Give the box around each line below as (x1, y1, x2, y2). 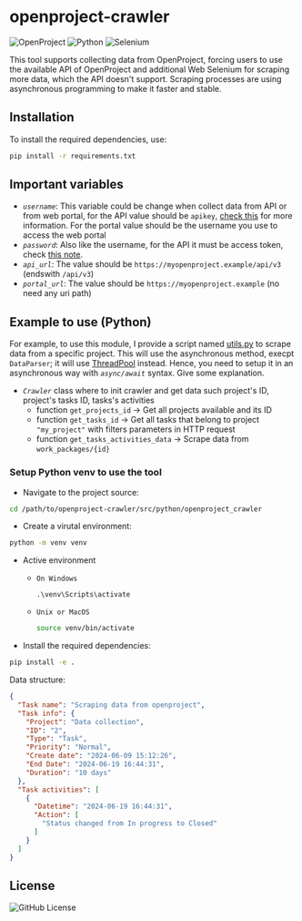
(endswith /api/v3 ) (22, 269, 95, 280)
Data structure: (9, 674, 66, 685)
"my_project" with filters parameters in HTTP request (35, 424, 236, 435)
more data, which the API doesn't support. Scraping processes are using (9, 73, 282, 84)
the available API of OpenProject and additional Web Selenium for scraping (9, 64, 290, 75)
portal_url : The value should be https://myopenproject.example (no (22, 278, 280, 289)
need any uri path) (22, 288, 93, 299)
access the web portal (22, 230, 106, 240)
